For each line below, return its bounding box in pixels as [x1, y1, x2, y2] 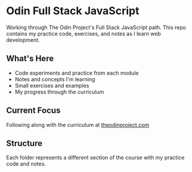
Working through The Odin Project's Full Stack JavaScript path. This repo [6, 24, 187, 31]
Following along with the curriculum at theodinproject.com [6, 121, 150, 128]
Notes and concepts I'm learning [14, 75, 95, 82]
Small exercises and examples [14, 82, 89, 89]
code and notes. [6, 160, 47, 167]
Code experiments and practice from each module [14, 69, 139, 77]
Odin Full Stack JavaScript [6, 4, 140, 18]
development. [6, 36, 40, 43]
